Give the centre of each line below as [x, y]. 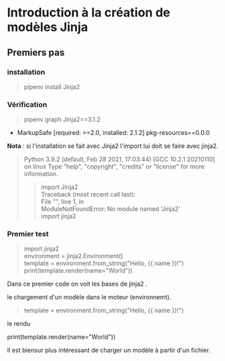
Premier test [28, 234]
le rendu [19, 324]
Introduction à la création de [89, 13]
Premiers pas [36, 52]
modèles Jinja [48, 27]
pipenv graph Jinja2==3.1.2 [62, 120]
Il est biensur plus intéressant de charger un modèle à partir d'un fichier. [109, 350]
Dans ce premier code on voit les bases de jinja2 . [77, 284]
